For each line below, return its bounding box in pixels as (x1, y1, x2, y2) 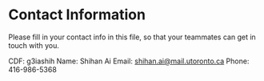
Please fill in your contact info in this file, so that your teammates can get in (8, 32, 256, 42)
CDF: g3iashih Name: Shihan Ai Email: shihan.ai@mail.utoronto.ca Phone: (8, 56, 250, 66)
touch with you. (8, 40, 60, 50)
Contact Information (8, 6, 146, 24)
